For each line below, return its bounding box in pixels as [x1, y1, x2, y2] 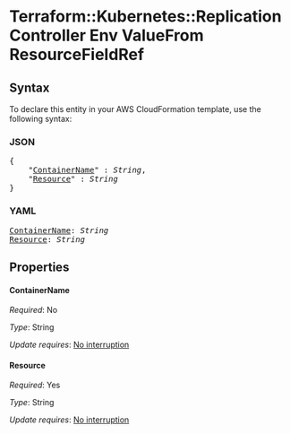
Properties [9, 259, 70, 274]
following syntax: [9, 114, 72, 124]
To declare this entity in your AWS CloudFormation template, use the [9, 104, 261, 114]
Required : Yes [9, 379, 61, 391]
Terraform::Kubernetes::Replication [9, 6, 282, 27]
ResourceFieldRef [9, 45, 145, 65]
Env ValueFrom [89, 25, 204, 46]
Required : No [9, 305, 58, 316]
